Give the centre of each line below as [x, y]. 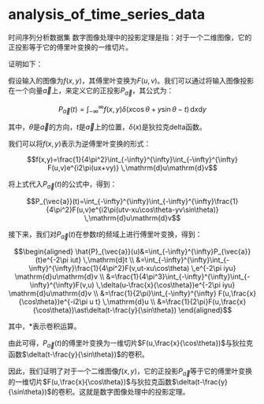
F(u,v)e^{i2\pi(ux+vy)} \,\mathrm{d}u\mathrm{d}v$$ [132, 168]
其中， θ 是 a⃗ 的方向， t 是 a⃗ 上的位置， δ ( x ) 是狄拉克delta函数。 [107, 127]
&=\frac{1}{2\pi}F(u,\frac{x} [202, 302]
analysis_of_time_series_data [107, 15]
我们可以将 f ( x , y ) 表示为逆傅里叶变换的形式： [80, 144]
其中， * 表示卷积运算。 [45, 326]
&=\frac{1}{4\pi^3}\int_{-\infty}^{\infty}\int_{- [178, 276]
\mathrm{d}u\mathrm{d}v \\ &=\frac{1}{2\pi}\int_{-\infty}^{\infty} [112, 293]
